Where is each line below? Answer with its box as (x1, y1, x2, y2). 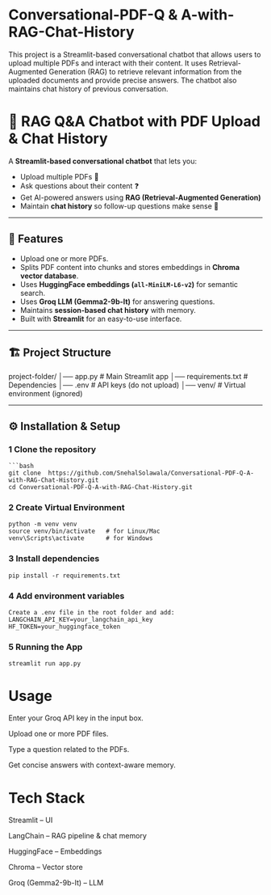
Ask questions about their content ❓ (19, 180, 140, 191)
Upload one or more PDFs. (19, 253, 109, 264)
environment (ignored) (8, 388, 83, 398)
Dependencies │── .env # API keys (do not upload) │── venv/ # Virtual (8, 380, 246, 390)
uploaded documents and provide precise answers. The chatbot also (8, 75, 237, 85)
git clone (8, 469, 42, 478)
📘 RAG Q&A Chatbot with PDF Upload (8, 112, 261, 131)
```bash (8, 462, 35, 471)
